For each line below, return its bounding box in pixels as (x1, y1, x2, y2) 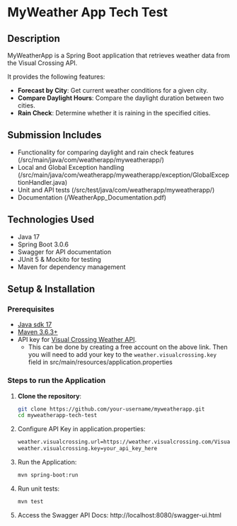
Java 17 (17, 232, 40, 241)
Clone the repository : (17, 391, 82, 400)
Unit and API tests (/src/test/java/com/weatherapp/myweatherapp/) (17, 185, 215, 194)
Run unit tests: (17, 484, 60, 493)
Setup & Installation (7, 283, 96, 295)
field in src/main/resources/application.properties (28, 358, 173, 367)
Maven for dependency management (17, 263, 126, 271)
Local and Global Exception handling (17, 163, 125, 171)
